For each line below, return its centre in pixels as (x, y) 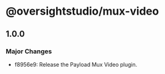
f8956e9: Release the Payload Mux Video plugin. (76, 64)
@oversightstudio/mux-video (82, 11)
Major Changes (29, 51)
